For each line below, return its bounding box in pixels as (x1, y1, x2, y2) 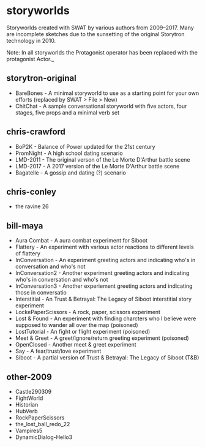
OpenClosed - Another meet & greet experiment (15, 341, 136, 348)
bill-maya (6, 220, 43, 231)
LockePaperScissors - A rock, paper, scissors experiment (15, 309, 161, 316)
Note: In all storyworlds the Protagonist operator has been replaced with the (6, 48, 198, 56)
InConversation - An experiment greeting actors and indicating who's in (15, 257, 196, 264)
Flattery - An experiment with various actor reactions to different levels (15, 243, 194, 251)
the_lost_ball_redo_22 (15, 421, 70, 427)
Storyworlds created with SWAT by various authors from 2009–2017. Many (6, 24, 194, 31)
